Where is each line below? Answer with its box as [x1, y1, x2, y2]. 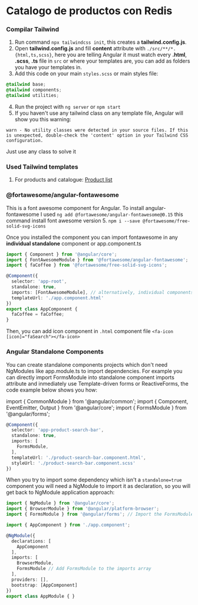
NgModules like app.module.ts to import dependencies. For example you [6, 367, 183, 374]
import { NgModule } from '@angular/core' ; [6, 500, 115, 506]
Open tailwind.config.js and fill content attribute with [14, 45, 146, 52]
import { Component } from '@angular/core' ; [6, 251, 117, 257]
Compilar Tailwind [6, 25, 60, 34]
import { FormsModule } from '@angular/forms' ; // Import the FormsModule [6, 512, 194, 517]
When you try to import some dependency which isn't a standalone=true [6, 476, 182, 483]
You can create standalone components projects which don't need [6, 361, 168, 368]
